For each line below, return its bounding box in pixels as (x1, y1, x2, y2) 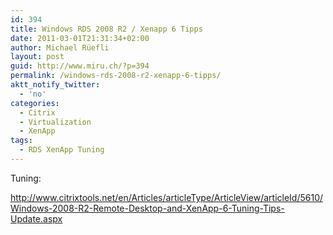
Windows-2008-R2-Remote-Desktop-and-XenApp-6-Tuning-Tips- (10, 202, 285, 214)
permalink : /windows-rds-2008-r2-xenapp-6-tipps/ (10, 71, 222, 81)
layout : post (10, 52, 65, 62)
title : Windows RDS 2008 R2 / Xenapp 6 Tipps (10, 24, 203, 34)
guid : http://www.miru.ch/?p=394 (10, 61, 150, 71)
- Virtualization (19, 117, 92, 127)
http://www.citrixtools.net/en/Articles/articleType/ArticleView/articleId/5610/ (10, 191, 324, 203)
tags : (10, 136, 33, 146)
